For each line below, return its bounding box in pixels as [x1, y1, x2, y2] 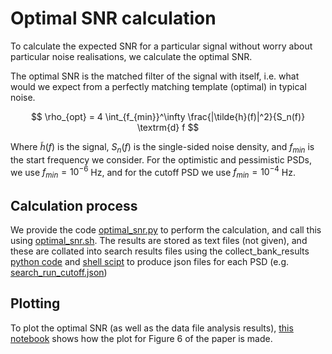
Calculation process [10, 197, 138, 214]
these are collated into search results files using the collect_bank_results [10, 245, 310, 257]
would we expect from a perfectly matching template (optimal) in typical [10, 80, 307, 92]
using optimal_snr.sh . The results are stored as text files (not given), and [10, 235, 308, 246]
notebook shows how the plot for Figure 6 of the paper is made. [10, 332, 273, 344]
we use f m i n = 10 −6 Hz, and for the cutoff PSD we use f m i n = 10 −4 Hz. [10, 164, 297, 181]
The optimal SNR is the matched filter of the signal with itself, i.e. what [10, 70, 300, 82]
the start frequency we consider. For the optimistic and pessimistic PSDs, [10, 153, 313, 166]
